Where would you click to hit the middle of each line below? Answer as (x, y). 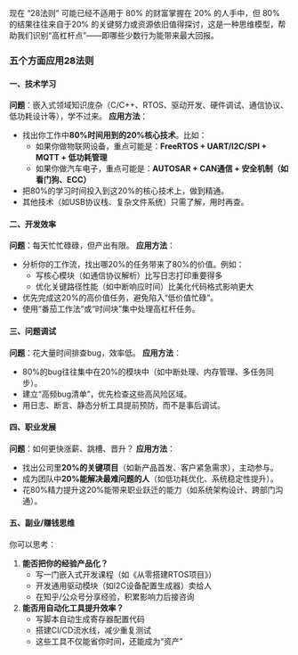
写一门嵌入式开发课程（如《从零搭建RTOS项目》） (125, 574)
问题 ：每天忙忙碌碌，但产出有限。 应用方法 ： (92, 246)
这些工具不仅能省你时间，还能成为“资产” (109, 641)
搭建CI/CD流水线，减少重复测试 (93, 630)
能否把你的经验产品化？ (65, 563)
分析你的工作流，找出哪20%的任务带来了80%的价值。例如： (133, 265)
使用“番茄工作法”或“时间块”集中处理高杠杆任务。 (111, 309)
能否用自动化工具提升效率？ (73, 608)
